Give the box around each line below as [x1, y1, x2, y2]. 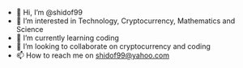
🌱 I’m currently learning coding [15, 33, 120, 42]
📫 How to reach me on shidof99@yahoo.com [15, 50, 170, 60]
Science [15, 25, 44, 34]
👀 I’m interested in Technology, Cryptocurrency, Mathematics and [15, 16, 236, 26]
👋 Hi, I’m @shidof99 [15, 8, 83, 17]
